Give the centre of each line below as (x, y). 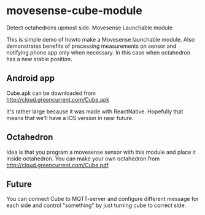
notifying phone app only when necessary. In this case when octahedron (99, 52)
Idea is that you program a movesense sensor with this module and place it (101, 152)
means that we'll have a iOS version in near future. (70, 118)
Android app (31, 78)
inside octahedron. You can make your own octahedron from (83, 158)
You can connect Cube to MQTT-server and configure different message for (102, 199)
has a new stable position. (39, 59)
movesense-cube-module (74, 11)
